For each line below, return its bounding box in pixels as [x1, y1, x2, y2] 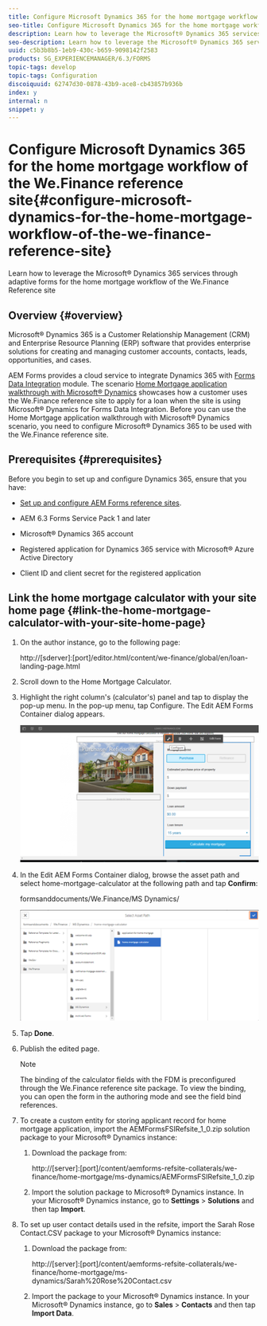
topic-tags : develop [8, 64, 77, 72]
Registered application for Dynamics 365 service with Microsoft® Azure [19, 544, 254, 554]
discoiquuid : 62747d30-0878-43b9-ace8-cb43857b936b [8, 80, 183, 88]
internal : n [8, 96, 48, 105]
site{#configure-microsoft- [8, 191, 193, 210]
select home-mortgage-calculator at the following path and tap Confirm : [19, 879, 258, 889]
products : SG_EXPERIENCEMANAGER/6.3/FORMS [8, 55, 151, 63]
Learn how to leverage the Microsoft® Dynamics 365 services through [8, 269, 238, 278]
